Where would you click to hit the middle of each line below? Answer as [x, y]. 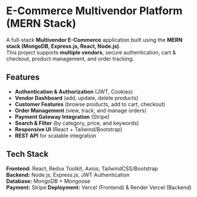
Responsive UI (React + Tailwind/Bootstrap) [69, 129]
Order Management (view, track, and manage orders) [80, 110]
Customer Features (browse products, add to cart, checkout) [90, 104]
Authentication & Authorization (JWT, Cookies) [74, 91]
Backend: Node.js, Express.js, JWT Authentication [68, 175]
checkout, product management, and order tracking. [70, 59]
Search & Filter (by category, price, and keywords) [77, 123]
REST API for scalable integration [55, 135]
